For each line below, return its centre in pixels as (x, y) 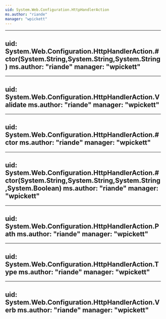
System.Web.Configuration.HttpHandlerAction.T (82, 264)
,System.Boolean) (33, 188)
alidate (16, 105)
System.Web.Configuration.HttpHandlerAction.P (82, 226)
